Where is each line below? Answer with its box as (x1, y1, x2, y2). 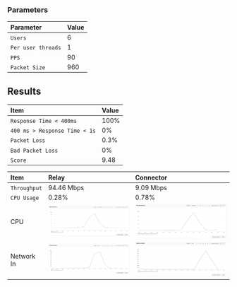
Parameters (7, 5, 48, 15)
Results (7, 85, 42, 97)
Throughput (10, 185, 42, 192)
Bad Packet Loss (10, 147, 59, 154)
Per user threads (10, 45, 61, 52)
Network (10, 252, 36, 260)
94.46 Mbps (48, 184, 85, 192)
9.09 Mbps (135, 184, 167, 192)
